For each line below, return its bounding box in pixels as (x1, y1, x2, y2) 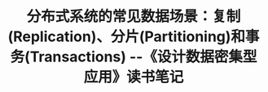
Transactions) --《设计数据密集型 (29, 48, 257, 66)
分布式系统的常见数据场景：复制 (26, 7, 241, 26)
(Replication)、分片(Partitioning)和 (7, 27, 246, 46)
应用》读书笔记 (83, 68, 184, 86)
